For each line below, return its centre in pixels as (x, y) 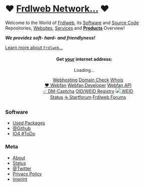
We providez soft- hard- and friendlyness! (50, 38)
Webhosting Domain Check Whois (88, 80)
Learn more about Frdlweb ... (34, 47)
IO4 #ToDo (24, 134)
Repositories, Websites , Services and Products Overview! (65, 28)
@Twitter (22, 168)
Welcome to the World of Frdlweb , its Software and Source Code (72, 23)
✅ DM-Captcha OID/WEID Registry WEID (88, 91)
